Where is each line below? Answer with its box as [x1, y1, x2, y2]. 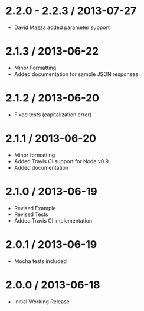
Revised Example [14, 204, 57, 211]
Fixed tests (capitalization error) [14, 111, 92, 118]
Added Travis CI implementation [14, 217, 93, 224]
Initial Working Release [14, 298, 70, 305]
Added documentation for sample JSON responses [14, 70, 139, 78]
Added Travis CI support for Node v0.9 [14, 157, 109, 164]
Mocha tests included [14, 257, 67, 265]
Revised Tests [14, 211, 48, 218]
